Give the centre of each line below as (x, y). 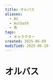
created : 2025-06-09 (26, 41)
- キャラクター (22, 37)
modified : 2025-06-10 (27, 46)
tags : (10, 32)
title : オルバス (20, 10)
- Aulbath (19, 23)
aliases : (14, 14)
